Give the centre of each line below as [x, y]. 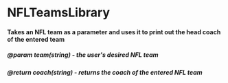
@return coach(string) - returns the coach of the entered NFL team [105, 72]
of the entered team [36, 39]
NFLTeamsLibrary [59, 13]
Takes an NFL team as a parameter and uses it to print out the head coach [114, 32]
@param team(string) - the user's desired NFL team [83, 55]
